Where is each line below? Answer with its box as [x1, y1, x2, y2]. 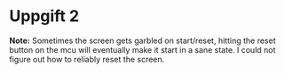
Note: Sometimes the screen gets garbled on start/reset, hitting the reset [9, 35, 276, 46]
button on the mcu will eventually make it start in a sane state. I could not [9, 44, 276, 55]
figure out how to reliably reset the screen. [9, 54, 165, 64]
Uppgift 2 [9, 6, 80, 26]
